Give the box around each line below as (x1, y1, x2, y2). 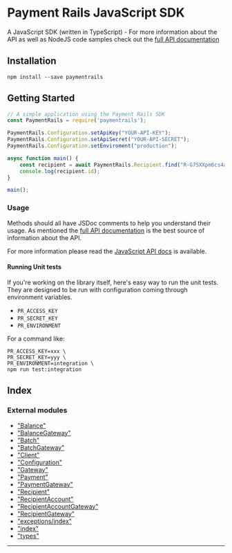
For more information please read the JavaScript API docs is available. (7, 247, 207, 255)
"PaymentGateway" (17, 480, 74, 489)
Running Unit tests (7, 263, 62, 271)
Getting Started (7, 92, 75, 105)
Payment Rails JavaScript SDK (7, 5, 185, 21)
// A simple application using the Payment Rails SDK (7, 111, 166, 118)
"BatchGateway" (17, 443, 65, 451)
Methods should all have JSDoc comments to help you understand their (7, 219, 211, 227)
